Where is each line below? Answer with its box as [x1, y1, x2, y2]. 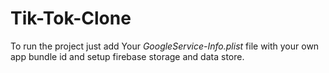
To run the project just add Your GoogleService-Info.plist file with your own [10, 40, 320, 52]
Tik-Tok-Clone [10, 7, 132, 30]
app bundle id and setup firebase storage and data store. [10, 50, 245, 62]
